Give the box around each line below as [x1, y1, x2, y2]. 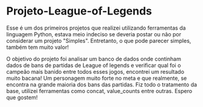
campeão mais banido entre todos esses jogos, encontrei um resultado [6, 68, 184, 75]
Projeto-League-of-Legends [6, 4, 152, 18]
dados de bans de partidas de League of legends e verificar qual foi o [6, 62, 181, 69]
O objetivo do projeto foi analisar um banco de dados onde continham [6, 55, 181, 62]
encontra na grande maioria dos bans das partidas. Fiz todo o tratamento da [6, 80, 198, 88]
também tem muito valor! [6, 44, 69, 51]
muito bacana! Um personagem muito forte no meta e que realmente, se [6, 74, 187, 82]
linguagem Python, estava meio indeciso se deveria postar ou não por [6, 30, 182, 37]
